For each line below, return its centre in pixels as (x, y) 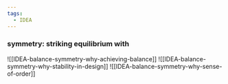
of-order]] (21, 74)
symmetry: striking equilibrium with (68, 44)
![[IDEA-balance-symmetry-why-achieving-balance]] (82, 59)
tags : (15, 13)
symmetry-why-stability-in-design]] (58, 66)
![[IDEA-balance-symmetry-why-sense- (166, 66)
